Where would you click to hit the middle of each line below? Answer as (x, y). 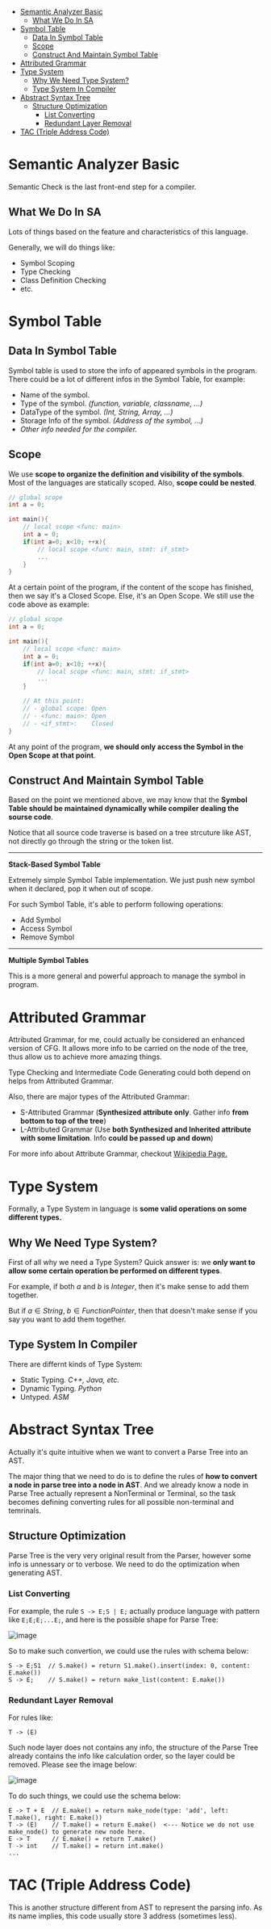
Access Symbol (46, 929)
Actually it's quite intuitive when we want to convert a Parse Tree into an (128, 1452)
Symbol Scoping (47, 263)
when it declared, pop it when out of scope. (81, 889)
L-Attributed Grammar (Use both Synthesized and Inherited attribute (135, 1129)
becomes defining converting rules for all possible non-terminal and (121, 1502)
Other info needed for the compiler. (78, 429)
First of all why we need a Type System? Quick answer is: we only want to (132, 1263)
